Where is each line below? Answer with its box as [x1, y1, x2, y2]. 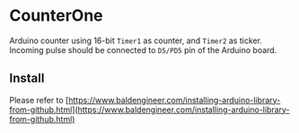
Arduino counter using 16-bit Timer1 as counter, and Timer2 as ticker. [9, 35, 263, 46]
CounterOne [9, 5, 103, 26]
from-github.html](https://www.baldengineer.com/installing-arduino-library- [9, 104, 290, 115]
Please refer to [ [9, 94, 69, 105]
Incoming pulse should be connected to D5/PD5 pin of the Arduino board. [9, 44, 277, 55]
